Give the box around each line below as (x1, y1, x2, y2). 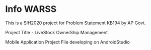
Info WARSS (5, 3, 57, 15)
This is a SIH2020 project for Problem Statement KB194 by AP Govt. (5, 20, 146, 26)
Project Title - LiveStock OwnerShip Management (5, 29, 108, 35)
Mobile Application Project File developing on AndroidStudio (5, 39, 130, 45)
